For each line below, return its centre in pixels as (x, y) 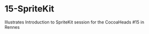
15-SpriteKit (29, 9)
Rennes (12, 27)
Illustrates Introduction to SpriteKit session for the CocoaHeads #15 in (74, 22)
